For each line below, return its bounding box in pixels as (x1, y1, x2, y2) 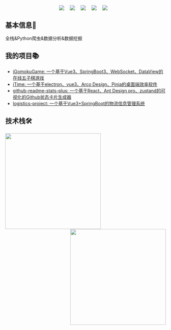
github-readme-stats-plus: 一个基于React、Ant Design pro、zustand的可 (12, 87, 165, 93)
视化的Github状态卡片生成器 (12, 94, 72, 100)
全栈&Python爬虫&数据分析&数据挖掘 (5, 35, 82, 41)
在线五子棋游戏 (12, 75, 44, 81)
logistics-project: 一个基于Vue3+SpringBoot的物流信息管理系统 (12, 100, 145, 106)
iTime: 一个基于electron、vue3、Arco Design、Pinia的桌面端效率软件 (12, 81, 158, 87)
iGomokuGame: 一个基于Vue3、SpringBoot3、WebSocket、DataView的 (12, 68, 163, 75)
